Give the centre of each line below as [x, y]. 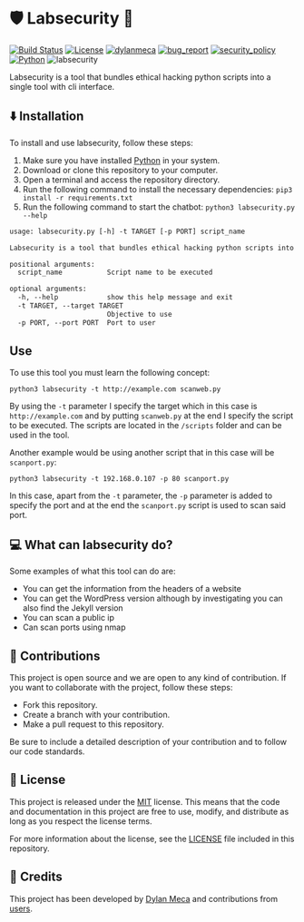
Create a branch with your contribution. [96, 715]
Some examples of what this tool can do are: [93, 571]
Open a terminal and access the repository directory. [121, 180]
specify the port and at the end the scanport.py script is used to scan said [147, 505]
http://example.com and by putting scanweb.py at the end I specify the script [152, 416]
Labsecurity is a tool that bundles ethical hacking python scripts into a [140, 77]
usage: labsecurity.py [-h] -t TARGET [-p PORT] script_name [127, 231]
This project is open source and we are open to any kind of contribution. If [148, 678]
